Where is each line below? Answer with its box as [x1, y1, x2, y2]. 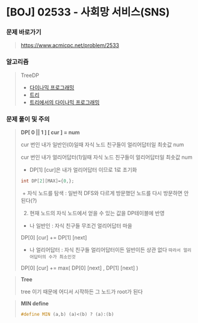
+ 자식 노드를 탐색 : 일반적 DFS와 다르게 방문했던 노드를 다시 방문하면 [22, 189, 183, 196]
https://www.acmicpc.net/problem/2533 [20, 42, 120, 49]
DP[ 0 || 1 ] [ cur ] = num [20, 129, 80, 136]
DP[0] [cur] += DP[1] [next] [20, 234, 87, 241]
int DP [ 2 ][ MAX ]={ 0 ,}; [20, 178, 75, 184]
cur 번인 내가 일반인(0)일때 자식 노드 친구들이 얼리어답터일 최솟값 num [20, 141, 184, 148]
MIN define [20, 300, 49, 307]
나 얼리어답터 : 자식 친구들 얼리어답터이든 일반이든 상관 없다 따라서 [29, 246, 181, 253]
